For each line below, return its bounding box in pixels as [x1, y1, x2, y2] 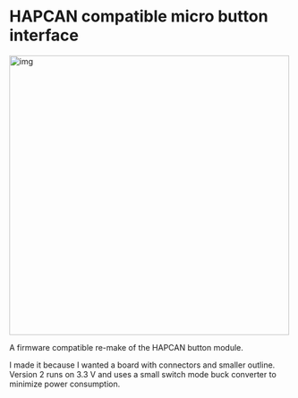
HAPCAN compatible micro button [9, 6, 268, 27]
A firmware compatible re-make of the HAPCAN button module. [9, 342, 244, 352]
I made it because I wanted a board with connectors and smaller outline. [9, 360, 276, 370]
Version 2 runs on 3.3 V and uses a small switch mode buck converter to [9, 368, 277, 379]
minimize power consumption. [9, 378, 121, 389]
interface [9, 25, 79, 46]
